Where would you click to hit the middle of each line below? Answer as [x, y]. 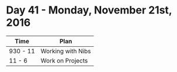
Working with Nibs [66, 51]
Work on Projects [64, 60]
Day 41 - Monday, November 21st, [89, 10]
